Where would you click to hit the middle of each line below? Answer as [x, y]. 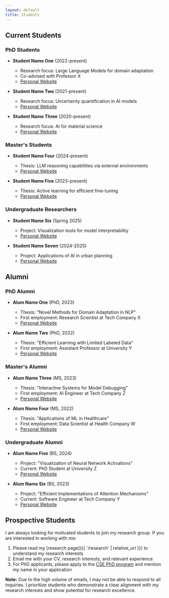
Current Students [33, 35]
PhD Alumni [20, 291]
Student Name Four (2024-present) [50, 156]
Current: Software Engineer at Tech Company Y [70, 499]
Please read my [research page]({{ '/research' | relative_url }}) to [80, 548]
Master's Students [29, 145]
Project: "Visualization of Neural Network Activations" [76, 463]
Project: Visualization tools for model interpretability [74, 230]
